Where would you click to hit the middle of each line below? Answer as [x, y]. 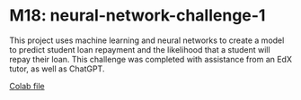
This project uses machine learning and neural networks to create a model [147, 40]
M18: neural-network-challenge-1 [137, 16]
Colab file [27, 86]
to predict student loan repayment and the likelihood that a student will [140, 49]
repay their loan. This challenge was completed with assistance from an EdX [150, 59]
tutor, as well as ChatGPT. [57, 69]
